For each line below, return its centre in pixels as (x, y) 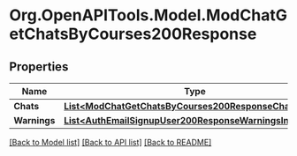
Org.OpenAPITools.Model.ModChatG (148, 15)
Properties (39, 67)
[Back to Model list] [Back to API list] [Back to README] (110, 142)
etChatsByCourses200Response (133, 34)
